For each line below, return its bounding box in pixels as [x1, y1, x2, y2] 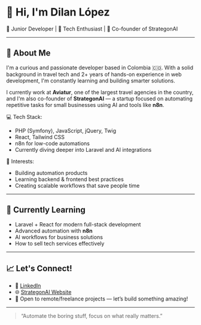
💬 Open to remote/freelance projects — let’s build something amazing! [14, 295, 188, 302]
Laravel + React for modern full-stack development [14, 220, 141, 228]
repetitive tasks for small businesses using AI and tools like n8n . [6, 101, 165, 108]
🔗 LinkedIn [14, 282, 41, 289]
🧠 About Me [6, 48, 51, 59]
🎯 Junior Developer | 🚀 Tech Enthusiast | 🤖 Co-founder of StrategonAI [6, 25, 178, 32]
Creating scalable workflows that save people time [14, 182, 140, 189]
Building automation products [14, 169, 88, 176]
